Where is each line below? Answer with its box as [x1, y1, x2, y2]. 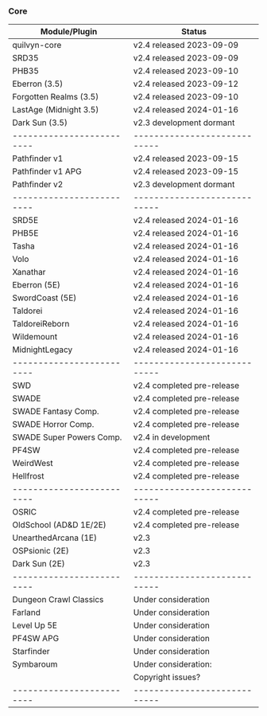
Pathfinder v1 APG [12, 166, 82, 177]
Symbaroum [12, 659, 58, 670]
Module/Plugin [40, 26, 98, 37]
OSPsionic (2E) [12, 546, 69, 557]
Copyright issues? [133, 671, 201, 683]
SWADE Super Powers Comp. [12, 432, 122, 443]
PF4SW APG [12, 633, 60, 644]
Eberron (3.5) [12, 78, 64, 89]
